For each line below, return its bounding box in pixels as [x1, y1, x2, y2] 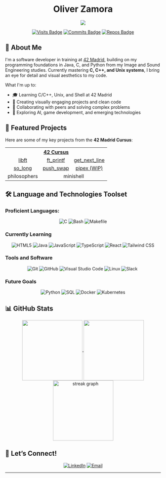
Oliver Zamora [53, 3, 113, 15]
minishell [63, 173, 84, 179]
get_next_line [74, 157, 105, 164]
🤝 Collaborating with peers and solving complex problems [12, 104, 130, 110]
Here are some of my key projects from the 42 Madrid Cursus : [5, 137, 133, 143]
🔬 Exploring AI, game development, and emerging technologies [12, 109, 141, 115]
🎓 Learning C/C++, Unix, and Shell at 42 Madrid [12, 91, 112, 97]
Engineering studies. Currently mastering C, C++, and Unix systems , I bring [5, 67, 160, 73]
